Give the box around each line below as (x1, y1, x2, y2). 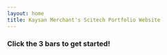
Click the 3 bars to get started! (7, 39, 111, 49)
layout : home (7, 10, 44, 17)
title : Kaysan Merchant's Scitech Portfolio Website (7, 16, 161, 23)
